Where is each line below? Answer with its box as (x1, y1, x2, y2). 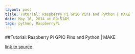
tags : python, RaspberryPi (5, 21, 60, 26)
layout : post (5, 7, 32, 12)
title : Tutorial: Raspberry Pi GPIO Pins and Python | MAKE (5, 12, 131, 17)
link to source (5, 44, 33, 50)
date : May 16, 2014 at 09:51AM (5, 16, 69, 21)
